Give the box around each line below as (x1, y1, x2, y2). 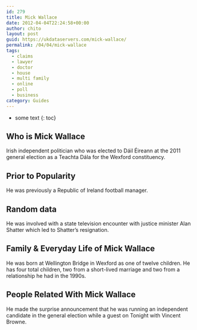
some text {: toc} (14, 114, 57, 121)
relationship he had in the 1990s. (6, 272, 87, 279)
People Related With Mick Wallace (6, 289, 136, 300)
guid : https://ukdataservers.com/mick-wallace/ (6, 36, 127, 42)
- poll (11, 87, 28, 93)
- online (11, 81, 33, 87)
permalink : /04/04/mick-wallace (6, 42, 87, 48)
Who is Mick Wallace (6, 132, 85, 142)
